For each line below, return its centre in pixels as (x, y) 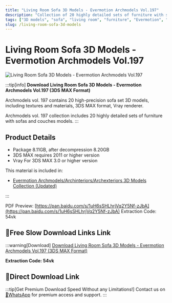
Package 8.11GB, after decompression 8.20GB (61, 150)
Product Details (30, 137)
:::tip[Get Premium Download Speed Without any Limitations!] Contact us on (85, 289)
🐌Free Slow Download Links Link (58, 233)
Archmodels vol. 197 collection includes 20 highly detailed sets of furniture (84, 116)
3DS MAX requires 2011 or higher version (56, 155)
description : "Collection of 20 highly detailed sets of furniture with (84, 15)
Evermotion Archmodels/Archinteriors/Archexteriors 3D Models (80, 181)
